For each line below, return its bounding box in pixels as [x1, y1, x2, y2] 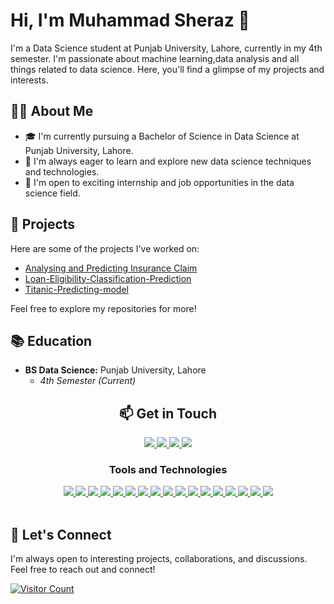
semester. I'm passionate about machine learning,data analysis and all [10, 52, 300, 64]
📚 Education [10, 332, 93, 349]
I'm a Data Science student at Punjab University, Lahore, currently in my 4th [10, 42, 323, 54]
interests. [10, 74, 49, 86]
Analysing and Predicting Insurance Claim [24, 262, 198, 274]
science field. [24, 187, 81, 199]
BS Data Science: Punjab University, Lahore [24, 364, 207, 376]
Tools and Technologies [108, 463, 228, 477]
